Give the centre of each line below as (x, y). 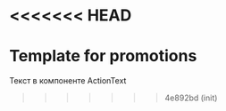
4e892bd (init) (191, 98)
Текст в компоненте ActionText (68, 81)
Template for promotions (103, 56)
